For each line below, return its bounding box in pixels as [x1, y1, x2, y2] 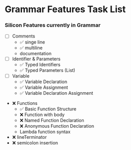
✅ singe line [19, 39, 45, 45]
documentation [19, 50, 52, 56]
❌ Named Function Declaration [19, 117, 84, 123]
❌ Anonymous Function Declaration [19, 123, 94, 129]
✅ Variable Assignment [19, 84, 68, 90]
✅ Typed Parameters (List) [19, 67, 76, 73]
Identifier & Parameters [12, 56, 61, 62]
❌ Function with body [19, 111, 65, 118]
